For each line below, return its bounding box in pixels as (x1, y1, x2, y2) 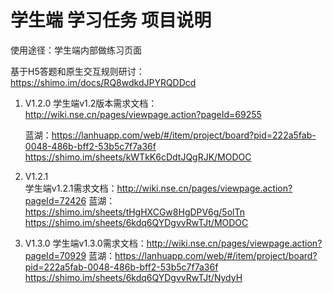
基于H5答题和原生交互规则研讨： (10, 65, 145, 77)
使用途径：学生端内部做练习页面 (10, 44, 142, 56)
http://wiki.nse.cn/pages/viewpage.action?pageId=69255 (24, 108, 262, 120)
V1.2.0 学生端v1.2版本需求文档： (24, 97, 158, 109)
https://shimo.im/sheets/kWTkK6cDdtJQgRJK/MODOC (24, 151, 252, 163)
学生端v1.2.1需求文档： (24, 182, 118, 194)
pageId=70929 (24, 249, 87, 261)
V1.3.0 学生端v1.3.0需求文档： (24, 237, 147, 249)
